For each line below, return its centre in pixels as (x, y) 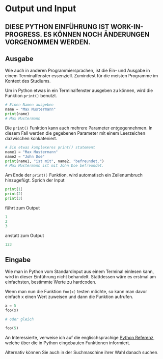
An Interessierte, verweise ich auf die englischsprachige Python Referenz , (80, 337)
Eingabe (18, 259)
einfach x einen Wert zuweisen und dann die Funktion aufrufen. (69, 297)
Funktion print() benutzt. (31, 96)
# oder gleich (20, 319)
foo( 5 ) (12, 328)
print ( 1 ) (14, 189)
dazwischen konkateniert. (31, 138)
